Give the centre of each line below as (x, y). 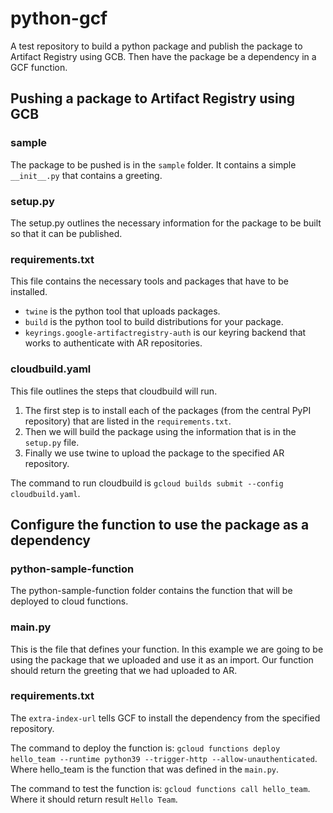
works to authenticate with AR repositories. (113, 343)
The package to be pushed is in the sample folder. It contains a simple (153, 164)
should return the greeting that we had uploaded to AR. (124, 670)
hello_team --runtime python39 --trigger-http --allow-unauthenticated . (164, 758)
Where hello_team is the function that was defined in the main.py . (145, 769)
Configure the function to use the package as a (160, 524)
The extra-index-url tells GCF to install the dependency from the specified (165, 718)
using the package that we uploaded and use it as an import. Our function (162, 659)
